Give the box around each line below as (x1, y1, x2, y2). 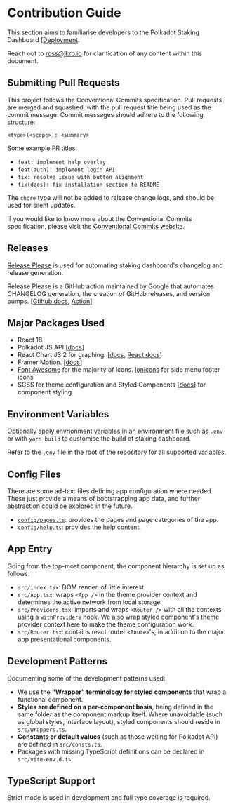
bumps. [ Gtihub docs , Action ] (7, 297, 93, 305)
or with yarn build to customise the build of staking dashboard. (7, 434, 192, 443)
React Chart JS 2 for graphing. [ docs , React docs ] (17, 351, 163, 359)
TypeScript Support (7, 775, 96, 787)
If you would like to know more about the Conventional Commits (7, 214, 192, 222)
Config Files (7, 468, 61, 480)
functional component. (17, 695, 84, 703)
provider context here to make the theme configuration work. (17, 620, 194, 629)
